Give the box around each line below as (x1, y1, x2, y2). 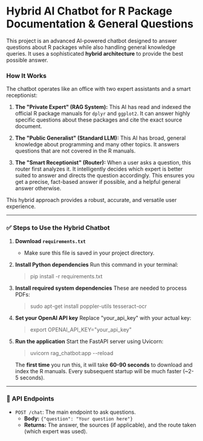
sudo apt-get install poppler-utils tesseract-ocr (30, 302, 147, 310)
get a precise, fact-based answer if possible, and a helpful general (14, 178, 181, 186)
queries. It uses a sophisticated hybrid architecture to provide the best (6, 50, 184, 57)
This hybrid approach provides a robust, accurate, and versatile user (6, 197, 177, 204)
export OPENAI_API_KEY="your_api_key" (30, 325, 132, 333)
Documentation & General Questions (6, 17, 194, 31)
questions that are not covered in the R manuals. (14, 147, 136, 155)
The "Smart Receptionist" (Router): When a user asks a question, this (14, 159, 192, 166)
